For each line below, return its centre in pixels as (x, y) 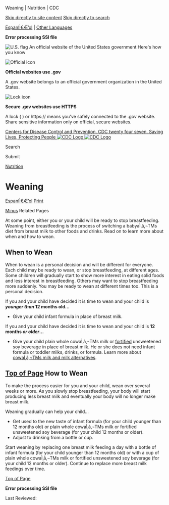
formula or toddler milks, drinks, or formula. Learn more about (77, 352)
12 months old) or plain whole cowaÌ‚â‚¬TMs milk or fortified (75, 427)
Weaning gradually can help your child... (47, 411)
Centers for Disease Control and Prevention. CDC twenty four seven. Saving (84, 132)
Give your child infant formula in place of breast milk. (67, 316)
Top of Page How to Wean (47, 373)
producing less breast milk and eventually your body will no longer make (80, 396)
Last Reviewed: (21, 498)
